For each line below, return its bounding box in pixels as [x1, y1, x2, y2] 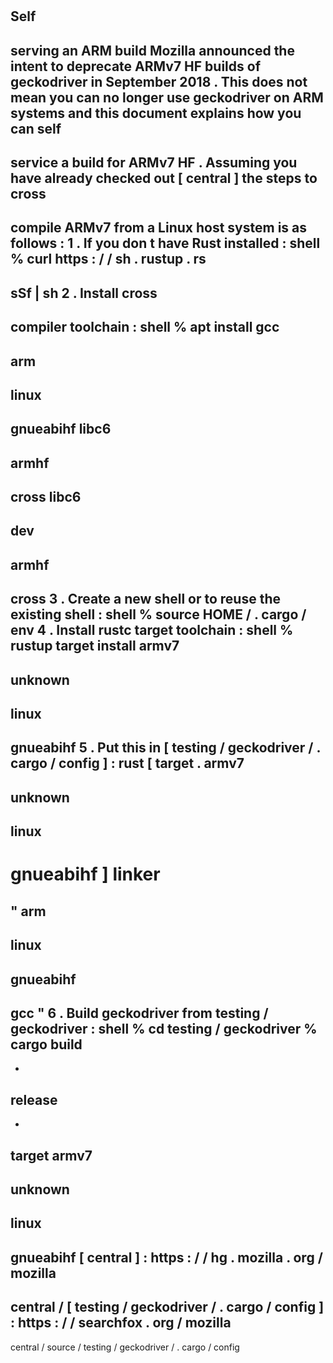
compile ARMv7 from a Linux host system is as [10, 219, 308, 237]
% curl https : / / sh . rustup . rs [10, 251, 207, 268]
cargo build [10, 1036, 83, 1053]
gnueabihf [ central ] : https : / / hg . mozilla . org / [10, 1249, 323, 1266]
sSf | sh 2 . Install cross [10, 284, 158, 302]
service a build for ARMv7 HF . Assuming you [10, 154, 298, 171]
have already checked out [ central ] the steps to [10, 169, 318, 187]
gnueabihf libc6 [10, 421, 112, 438]
